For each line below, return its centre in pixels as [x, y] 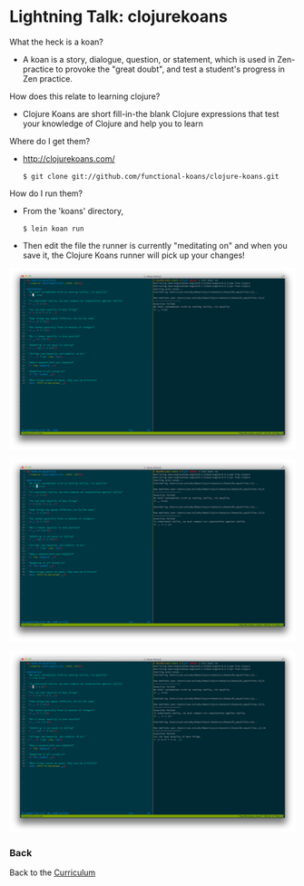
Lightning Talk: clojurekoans [119, 17]
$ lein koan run [53, 229]
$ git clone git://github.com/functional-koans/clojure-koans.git [151, 176]
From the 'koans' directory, [73, 211]
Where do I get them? [50, 141]
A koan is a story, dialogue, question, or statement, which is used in [148, 59]
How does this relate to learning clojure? [85, 96]
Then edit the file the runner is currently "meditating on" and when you [155, 245]
